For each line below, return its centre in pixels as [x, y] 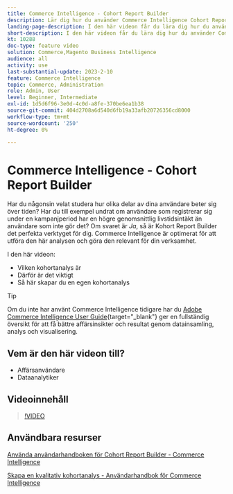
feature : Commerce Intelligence [54, 78]
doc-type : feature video [43, 46]
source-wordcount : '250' [43, 123]
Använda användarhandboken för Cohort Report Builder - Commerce [106, 454]
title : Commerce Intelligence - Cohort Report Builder [88, 14]
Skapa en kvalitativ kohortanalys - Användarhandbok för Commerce [104, 475]
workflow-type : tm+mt [38, 117]
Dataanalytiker [38, 377]
